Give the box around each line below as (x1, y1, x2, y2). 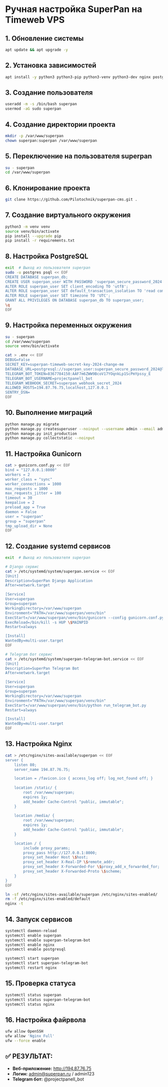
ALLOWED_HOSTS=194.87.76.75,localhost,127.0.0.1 (5, 385, 108, 390)
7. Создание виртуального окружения (5, 211, 131, 219)
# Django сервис (5, 564, 39, 569)
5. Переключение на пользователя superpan (5, 152, 152, 161)
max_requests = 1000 (5, 486, 48, 491)
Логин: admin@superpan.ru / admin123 (12, 1070, 95, 1076)
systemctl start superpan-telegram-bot (5, 961, 88, 966)
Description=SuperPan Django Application (5, 578, 93, 583)
